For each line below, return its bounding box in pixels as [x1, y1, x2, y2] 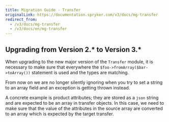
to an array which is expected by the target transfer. [5, 110, 114, 117]
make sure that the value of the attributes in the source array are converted [5, 105, 163, 111]
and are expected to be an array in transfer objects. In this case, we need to [5, 100, 164, 106]
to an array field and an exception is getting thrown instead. [5, 84, 130, 90]
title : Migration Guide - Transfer [5, 7, 81, 13]
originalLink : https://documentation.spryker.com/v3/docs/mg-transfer [5, 12, 158, 17]
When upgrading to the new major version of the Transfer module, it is [5, 58, 154, 65]
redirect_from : [5, 17, 38, 22]
